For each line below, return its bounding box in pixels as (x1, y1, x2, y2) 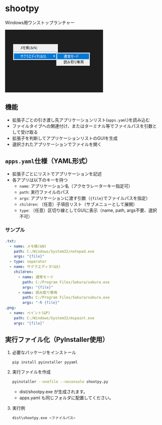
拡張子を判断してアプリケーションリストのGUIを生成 (12, 135, 118, 141)
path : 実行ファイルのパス (19, 189, 70, 195)
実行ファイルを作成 (12, 369, 51, 375)
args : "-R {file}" (22, 300, 60, 305)
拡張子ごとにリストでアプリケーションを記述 (12, 171, 102, 177)
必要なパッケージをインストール (12, 349, 76, 355)
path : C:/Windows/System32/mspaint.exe (14, 315, 95, 320)
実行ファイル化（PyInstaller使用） (5, 335, 109, 344)
